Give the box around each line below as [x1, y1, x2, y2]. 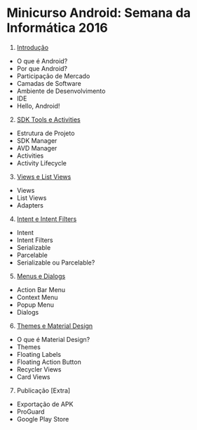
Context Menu [16, 293, 58, 301]
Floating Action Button [16, 358, 81, 366]
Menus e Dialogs [16, 272, 66, 280]
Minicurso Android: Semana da [6, 5, 191, 21]
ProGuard [16, 407, 45, 416]
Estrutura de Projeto [16, 129, 75, 137]
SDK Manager [16, 136, 57, 145]
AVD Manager [16, 144, 57, 152]
